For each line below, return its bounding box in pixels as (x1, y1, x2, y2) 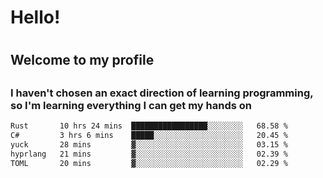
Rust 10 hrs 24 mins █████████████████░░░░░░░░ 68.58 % (10, 121, 288, 131)
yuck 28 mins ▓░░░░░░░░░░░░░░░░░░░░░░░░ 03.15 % (10, 139, 288, 150)
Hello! (10, 6, 61, 29)
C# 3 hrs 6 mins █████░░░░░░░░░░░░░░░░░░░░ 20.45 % (10, 131, 288, 141)
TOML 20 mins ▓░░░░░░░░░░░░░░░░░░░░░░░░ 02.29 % (10, 158, 288, 168)
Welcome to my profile (10, 52, 155, 69)
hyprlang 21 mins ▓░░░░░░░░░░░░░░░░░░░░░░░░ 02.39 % (10, 149, 288, 159)
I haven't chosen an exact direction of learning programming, (10, 86, 314, 100)
